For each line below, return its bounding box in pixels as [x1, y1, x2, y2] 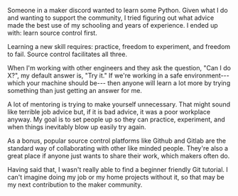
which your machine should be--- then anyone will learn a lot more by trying [7, 79, 231, 87]
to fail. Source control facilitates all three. [7, 50, 128, 58]
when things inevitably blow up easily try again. [7, 123, 147, 131]
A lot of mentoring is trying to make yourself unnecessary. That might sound [7, 100, 231, 109]
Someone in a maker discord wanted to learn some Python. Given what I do [7, 6, 229, 14]
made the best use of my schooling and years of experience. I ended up [7, 21, 218, 29]
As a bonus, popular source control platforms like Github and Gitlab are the [7, 136, 227, 145]
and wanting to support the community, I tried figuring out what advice [7, 13, 215, 22]
